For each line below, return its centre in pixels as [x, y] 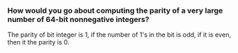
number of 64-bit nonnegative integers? [79, 19]
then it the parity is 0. [38, 42]
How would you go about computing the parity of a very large [115, 11]
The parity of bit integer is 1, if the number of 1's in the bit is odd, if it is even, [119, 35]
